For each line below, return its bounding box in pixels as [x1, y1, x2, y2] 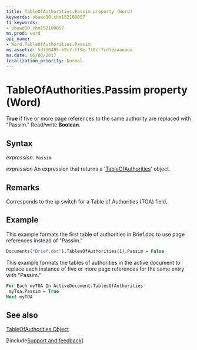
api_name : [6, 36, 31, 42]
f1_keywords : [6, 19, 38, 25]
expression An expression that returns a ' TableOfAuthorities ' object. [6, 165, 171, 172]
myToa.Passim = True [8, 288, 59, 294]
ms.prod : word [6, 31, 41, 36]
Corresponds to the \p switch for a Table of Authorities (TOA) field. [6, 198, 168, 205]
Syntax [6, 138, 33, 148]
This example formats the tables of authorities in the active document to [6, 259, 181, 266]
